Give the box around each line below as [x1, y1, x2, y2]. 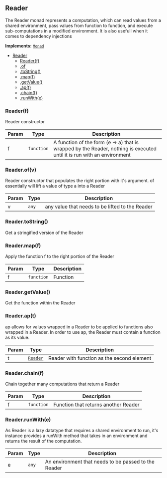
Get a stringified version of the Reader [5, 230, 83, 236]
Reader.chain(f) [5, 369, 44, 376]
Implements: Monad [5, 42, 44, 49]
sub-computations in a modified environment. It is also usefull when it [5, 27, 148, 34]
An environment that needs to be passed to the [45, 459, 155, 466]
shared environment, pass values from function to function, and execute [5, 22, 153, 28]
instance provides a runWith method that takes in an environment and [5, 433, 148, 439]
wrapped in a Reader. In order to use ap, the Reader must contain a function [5, 329, 161, 335]
